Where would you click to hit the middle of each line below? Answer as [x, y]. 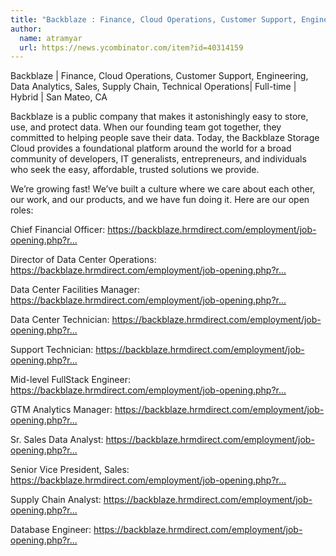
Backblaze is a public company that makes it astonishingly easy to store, [159, 117]
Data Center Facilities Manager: [75, 290]
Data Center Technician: [60, 320]
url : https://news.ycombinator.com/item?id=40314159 [131, 47]
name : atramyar [51, 38]
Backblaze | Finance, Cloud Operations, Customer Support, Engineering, [159, 76]
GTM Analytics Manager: [61, 410]
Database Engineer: [51, 530]
